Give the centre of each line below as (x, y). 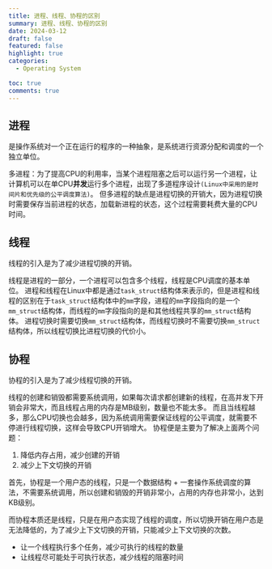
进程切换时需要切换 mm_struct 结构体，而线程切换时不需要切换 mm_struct (142, 321)
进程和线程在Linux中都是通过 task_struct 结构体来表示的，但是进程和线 (142, 291)
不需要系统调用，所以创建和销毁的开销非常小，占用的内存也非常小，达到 (143, 492)
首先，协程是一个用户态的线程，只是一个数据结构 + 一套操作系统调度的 (126, 482)
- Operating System (49, 69)
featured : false (36, 46)
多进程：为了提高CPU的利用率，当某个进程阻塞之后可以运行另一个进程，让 (133, 174)
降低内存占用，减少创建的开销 (70, 455)
